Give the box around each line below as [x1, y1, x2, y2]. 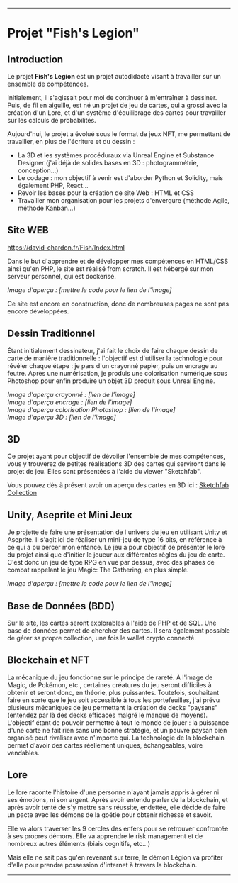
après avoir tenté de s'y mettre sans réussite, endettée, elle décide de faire [7, 803, 226, 811]
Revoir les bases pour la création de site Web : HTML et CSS [17, 189, 195, 197]
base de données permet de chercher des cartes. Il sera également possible [7, 626, 230, 635]
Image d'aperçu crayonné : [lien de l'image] [7, 390, 136, 399]
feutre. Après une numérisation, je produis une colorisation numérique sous [7, 369, 228, 377]
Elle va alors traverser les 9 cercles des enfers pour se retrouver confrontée [7, 824, 229, 833]
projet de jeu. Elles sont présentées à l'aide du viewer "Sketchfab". [7, 467, 202, 476]
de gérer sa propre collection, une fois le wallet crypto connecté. [7, 634, 196, 643]
